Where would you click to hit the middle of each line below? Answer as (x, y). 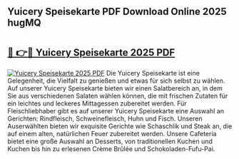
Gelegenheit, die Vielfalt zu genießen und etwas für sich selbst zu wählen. (116, 81)
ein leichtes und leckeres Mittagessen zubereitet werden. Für (97, 103)
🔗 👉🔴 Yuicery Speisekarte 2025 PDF (91, 52)
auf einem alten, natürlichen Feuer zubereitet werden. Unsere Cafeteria (112, 134)
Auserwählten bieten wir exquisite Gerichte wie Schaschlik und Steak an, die (120, 126)
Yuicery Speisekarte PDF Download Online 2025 (117, 12)
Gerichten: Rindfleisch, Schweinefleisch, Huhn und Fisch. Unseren (105, 118)
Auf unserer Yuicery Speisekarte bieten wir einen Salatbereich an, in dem (115, 88)
